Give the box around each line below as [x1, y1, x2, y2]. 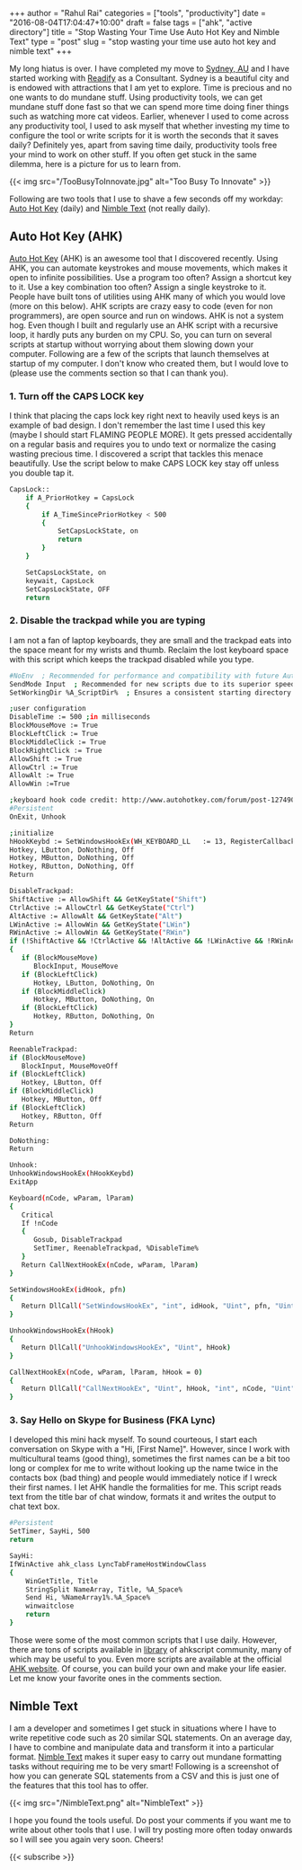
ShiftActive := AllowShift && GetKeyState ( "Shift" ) [9, 894, 207, 904]
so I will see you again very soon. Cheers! [9, 1833, 164, 1845]
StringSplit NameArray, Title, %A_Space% [25, 1585, 182, 1594]
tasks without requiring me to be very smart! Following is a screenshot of [9, 1760, 280, 1771]
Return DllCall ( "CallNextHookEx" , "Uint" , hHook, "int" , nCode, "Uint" [21, 1384, 296, 1394]
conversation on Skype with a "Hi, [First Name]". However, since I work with [9, 1444, 290, 1455]
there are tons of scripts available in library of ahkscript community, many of [9, 1644, 292, 1654]
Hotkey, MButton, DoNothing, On [32, 995, 155, 1005]
